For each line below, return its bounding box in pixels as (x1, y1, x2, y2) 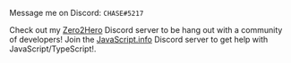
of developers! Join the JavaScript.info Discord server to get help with (9, 35, 269, 44)
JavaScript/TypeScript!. (9, 43, 97, 54)
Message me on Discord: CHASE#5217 (9, 8, 144, 18)
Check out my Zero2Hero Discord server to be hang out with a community (9, 25, 283, 35)
